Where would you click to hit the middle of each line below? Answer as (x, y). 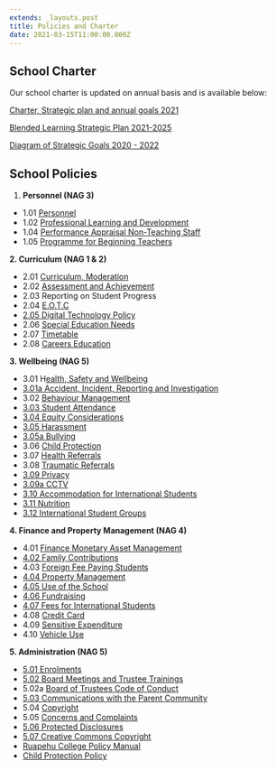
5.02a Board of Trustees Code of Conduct (100, 688)
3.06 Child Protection (62, 446)
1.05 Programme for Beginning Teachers (97, 241)
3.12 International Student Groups (84, 513)
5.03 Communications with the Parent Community (115, 698)
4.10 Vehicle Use (53, 634)
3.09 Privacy (46, 474)
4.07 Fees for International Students (89, 605)
